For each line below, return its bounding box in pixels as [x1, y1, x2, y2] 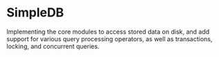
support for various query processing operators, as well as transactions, [6, 34, 213, 43]
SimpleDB [6, 5, 64, 21]
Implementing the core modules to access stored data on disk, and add [6, 27, 210, 36]
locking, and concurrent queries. [6, 42, 100, 50]
